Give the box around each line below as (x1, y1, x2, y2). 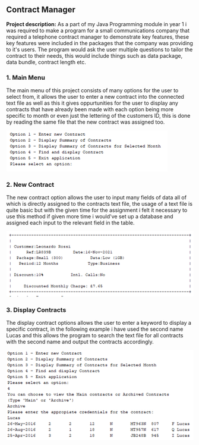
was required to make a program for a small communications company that (6, 27, 190, 34)
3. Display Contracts (6, 306, 67, 314)
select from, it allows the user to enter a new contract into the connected (6, 93, 184, 101)
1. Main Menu (6, 73, 46, 82)
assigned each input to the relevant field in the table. (6, 220, 135, 227)
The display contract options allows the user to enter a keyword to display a (6, 319, 192, 326)
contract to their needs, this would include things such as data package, (6, 52, 183, 59)
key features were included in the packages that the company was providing (6, 39, 193, 46)
